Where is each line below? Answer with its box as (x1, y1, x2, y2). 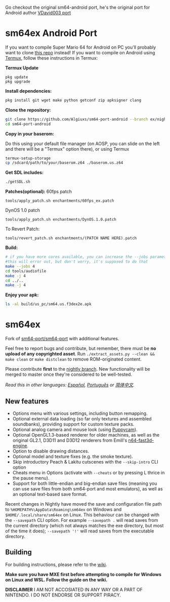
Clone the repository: (5, 107, 51, 113)
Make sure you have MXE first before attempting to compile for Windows (5, 571, 162, 577)
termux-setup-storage (5, 156, 51, 161)
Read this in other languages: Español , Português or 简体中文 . (5, 382, 135, 388)
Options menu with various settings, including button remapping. (12, 410, 148, 416)
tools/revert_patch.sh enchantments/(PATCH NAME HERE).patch (5, 236, 137, 241)
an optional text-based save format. (12, 491, 88, 497)
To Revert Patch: (5, 226, 40, 232)
